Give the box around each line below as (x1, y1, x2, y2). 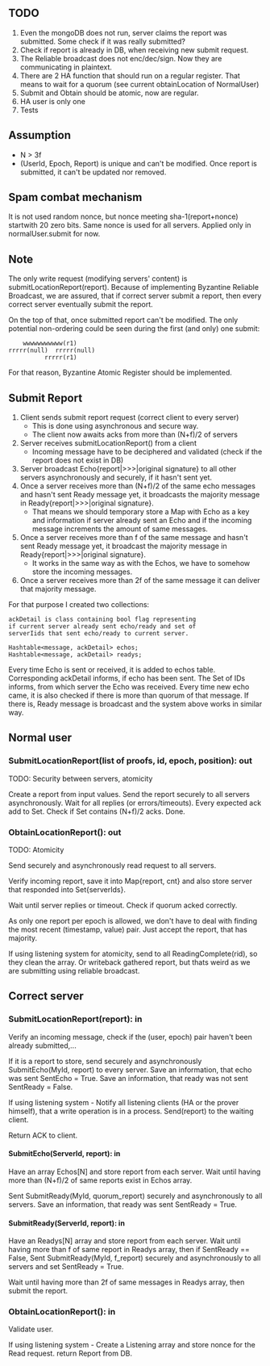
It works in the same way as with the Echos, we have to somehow (31, 559, 251, 568)
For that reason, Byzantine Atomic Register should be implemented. (8, 367, 232, 378)
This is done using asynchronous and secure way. (31, 421, 199, 431)
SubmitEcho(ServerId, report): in (8, 1149, 121, 1159)
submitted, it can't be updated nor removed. (19, 167, 167, 177)
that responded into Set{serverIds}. (8, 885, 127, 895)
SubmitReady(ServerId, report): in (8, 1218, 125, 1228)
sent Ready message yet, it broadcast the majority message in (19, 541, 227, 551)
